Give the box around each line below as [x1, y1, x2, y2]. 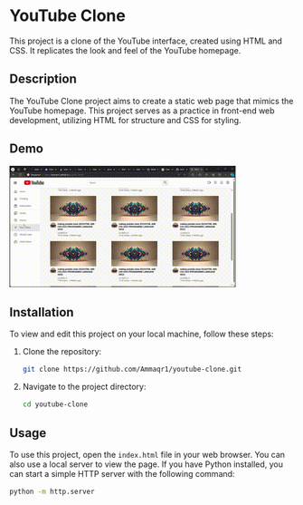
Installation [9, 305, 74, 320]
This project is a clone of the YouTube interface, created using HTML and [9, 35, 283, 46]
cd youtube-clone [22, 400, 89, 409]
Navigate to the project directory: [22, 382, 147, 393]
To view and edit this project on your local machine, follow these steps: [9, 328, 274, 340]
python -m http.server [9, 487, 95, 496]
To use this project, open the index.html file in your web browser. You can [9, 449, 286, 460]
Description [9, 72, 77, 87]
